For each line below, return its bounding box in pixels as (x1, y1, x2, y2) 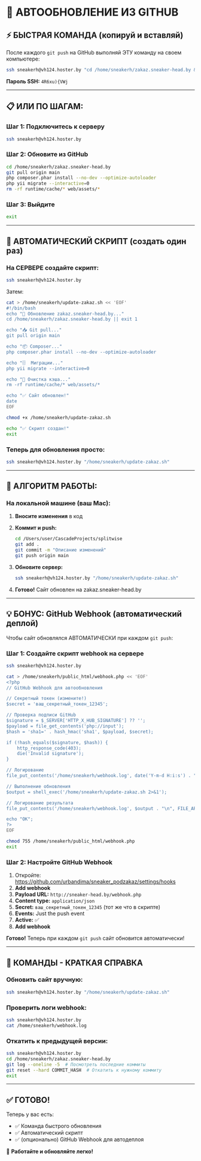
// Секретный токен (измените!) (6, 696, 87, 702)
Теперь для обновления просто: (6, 445, 105, 453)
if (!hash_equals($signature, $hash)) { (6, 739, 109, 745)
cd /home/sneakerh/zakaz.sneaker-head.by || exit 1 (6, 316, 138, 323)
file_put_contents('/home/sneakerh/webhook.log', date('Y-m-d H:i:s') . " (6, 773, 197, 779)
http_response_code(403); (17, 745, 82, 751)
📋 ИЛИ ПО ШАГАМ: (6, 101, 84, 112)
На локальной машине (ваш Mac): (6, 499, 111, 507)
